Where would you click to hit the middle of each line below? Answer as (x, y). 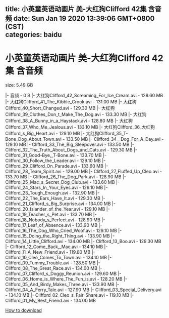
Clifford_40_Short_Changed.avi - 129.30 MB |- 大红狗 (60, 108)
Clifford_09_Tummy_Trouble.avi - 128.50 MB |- (53, 263)
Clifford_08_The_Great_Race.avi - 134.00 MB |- (54, 268)
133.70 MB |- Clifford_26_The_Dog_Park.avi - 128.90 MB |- (66, 177)
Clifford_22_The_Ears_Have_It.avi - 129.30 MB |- (55, 198)
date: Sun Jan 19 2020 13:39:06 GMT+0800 (84, 18)
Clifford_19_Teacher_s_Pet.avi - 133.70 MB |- (51, 215)
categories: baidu (34, 35)
